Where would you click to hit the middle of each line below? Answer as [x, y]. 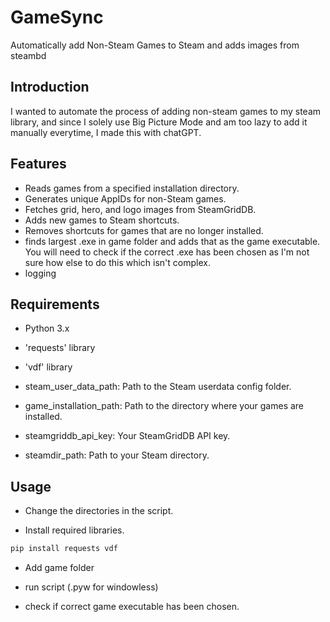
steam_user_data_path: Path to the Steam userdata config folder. [158, 387]
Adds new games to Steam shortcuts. [102, 220]
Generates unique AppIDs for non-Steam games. [125, 198]
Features [38, 164]
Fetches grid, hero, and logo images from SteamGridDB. [140, 209]
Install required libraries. [74, 530]
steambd [28, 55]
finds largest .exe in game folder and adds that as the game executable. [172, 241]
